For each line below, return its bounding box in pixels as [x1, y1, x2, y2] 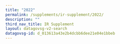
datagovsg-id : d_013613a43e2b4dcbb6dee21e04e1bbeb [5, 31, 115, 36]
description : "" [5, 17, 40, 22]
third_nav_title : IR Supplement [5, 21, 74, 27]
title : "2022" [5, 7, 36, 13]
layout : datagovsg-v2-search [5, 26, 67, 31]
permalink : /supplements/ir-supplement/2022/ [5, 12, 104, 17]
